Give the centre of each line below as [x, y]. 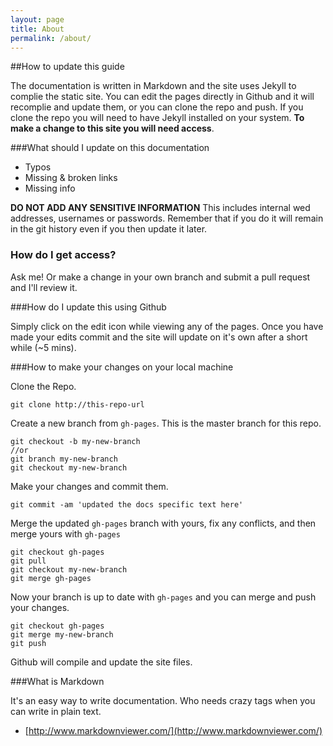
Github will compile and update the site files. [101, 662]
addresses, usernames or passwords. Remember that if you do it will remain [167, 218]
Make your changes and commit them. [89, 486]
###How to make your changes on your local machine [122, 367]
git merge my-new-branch [62, 634]
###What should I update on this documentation [110, 148]
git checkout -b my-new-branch [75, 441]
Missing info [50, 188]
